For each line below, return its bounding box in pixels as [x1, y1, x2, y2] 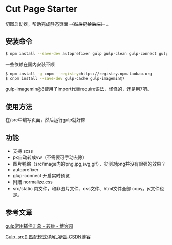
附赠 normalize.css [12, 179, 53, 185]
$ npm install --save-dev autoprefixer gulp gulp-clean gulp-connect [5, 51, 157, 56]
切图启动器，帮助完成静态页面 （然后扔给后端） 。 [5, 21, 111, 27]
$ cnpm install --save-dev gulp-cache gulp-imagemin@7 [5, 76, 125, 81]
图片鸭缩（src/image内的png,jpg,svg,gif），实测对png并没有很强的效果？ [12, 161, 166, 167]
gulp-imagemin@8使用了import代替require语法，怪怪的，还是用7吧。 [5, 86, 152, 92]
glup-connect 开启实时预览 [12, 173, 70, 178]
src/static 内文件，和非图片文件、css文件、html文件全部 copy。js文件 [12, 186, 160, 191]
